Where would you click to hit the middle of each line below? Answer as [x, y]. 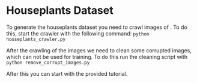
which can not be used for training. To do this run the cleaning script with [97, 57]
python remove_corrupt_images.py [48, 63]
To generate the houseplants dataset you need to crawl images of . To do [97, 27]
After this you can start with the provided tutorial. [67, 73]
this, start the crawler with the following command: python [78, 33]
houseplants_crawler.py [36, 39]
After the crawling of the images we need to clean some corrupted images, [99, 50]
